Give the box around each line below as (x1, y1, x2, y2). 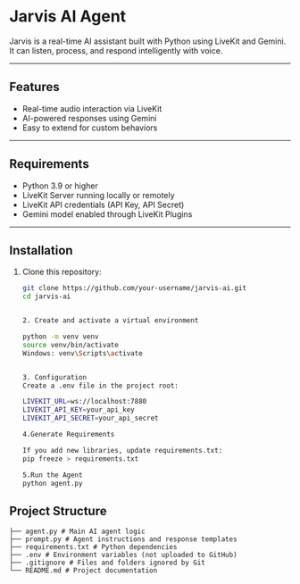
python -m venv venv (21, 332, 99, 341)
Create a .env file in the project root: (21, 381, 179, 390)
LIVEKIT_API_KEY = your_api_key (21, 405, 136, 414)
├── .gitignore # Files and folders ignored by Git (9, 558, 205, 568)
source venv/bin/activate (21, 340, 119, 349)
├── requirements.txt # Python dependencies (9, 543, 178, 552)
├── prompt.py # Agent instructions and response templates (9, 535, 238, 544)
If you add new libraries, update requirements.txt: (21, 446, 223, 455)
